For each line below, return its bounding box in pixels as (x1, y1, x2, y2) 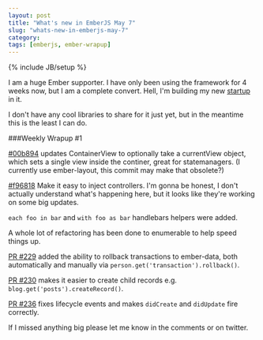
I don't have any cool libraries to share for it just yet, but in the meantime (8, 110, 244, 119)
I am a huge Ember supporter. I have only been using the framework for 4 (8, 78, 247, 88)
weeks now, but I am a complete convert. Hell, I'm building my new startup (8, 86, 250, 95)
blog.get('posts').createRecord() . (8, 284, 124, 293)
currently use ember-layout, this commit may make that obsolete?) (8, 166, 225, 175)
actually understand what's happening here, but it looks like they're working (8, 189, 255, 199)
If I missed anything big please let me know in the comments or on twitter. (8, 323, 249, 332)
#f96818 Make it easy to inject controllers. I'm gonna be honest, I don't (8, 181, 239, 190)
